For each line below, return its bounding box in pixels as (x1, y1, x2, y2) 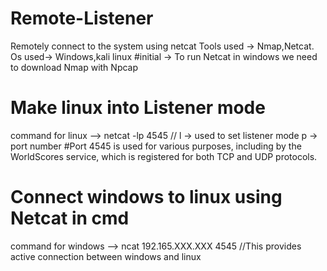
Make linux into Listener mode (10, 97, 266, 119)
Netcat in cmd (10, 207, 130, 230)
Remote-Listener (10, 7, 154, 30)
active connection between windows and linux (10, 250, 202, 262)
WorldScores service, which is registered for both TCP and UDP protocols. (10, 150, 318, 162)
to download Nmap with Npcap (10, 61, 139, 73)
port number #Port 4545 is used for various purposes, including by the (10, 140, 302, 152)
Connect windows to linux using (10, 186, 283, 209)
